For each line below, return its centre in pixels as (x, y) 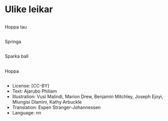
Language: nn (27, 113)
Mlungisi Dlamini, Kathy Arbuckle (47, 102)
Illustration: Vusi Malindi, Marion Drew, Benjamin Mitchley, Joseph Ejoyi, (88, 97)
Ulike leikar (29, 9)
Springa (13, 41)
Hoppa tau (16, 27)
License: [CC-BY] (31, 86)
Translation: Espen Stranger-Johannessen (56, 107)
